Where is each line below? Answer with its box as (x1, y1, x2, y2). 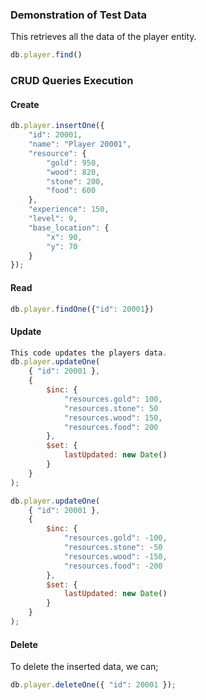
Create (10, 98, 40, 110)
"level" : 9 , (28, 214, 78, 224)
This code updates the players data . (10, 348, 168, 358)
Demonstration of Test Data (10, 8, 148, 22)
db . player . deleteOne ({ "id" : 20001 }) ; (10, 680, 177, 690)
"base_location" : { (28, 223, 110, 233)
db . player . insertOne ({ (10, 121, 105, 131)
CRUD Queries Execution (10, 74, 134, 88)
